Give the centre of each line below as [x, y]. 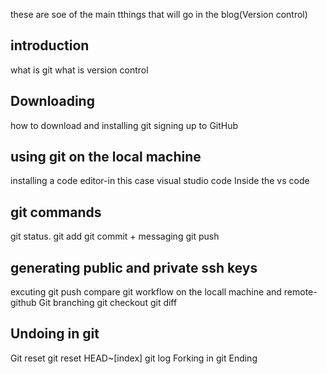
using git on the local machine [106, 157]
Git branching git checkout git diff [108, 303]
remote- [300, 292]
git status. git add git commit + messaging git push [115, 236]
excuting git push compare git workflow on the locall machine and [146, 292]
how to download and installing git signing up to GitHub [124, 125]
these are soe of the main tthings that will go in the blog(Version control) [159, 14]
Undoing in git [55, 334]
